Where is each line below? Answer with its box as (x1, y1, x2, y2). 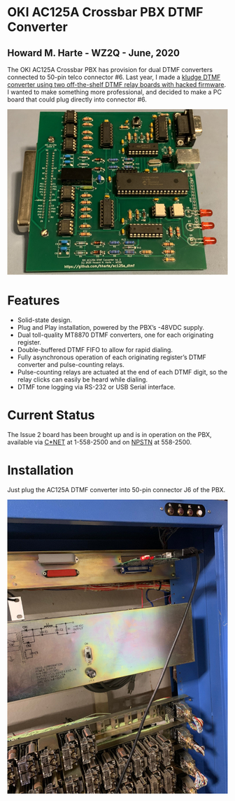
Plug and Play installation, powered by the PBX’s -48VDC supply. (17, 323, 205, 331)
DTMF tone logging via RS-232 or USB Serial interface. (17, 382, 176, 391)
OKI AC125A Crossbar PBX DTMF (7, 4, 204, 20)
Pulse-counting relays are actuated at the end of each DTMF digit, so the (17, 368, 228, 376)
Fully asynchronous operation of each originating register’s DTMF (17, 353, 206, 361)
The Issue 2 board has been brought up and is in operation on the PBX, (7, 430, 212, 438)
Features (7, 293, 60, 309)
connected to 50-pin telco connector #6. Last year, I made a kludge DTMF (7, 73, 221, 81)
